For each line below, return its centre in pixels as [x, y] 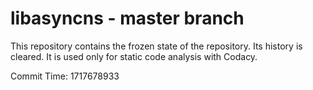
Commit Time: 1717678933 [65, 76]
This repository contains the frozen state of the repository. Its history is [156, 46]
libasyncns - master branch [127, 18]
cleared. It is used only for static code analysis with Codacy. [134, 56]
